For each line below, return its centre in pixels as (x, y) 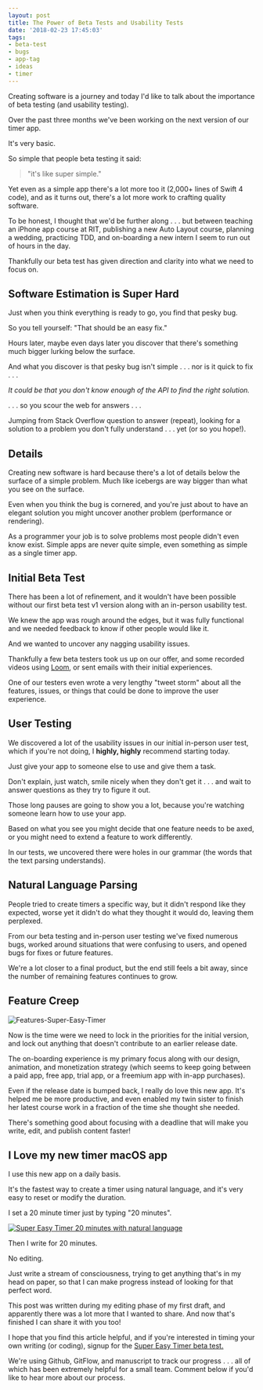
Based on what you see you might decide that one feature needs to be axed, (131, 828)
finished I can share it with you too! (65, 1323)
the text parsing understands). (57, 860)
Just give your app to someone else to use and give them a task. (112, 766)
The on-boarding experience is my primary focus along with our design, (124, 1058)
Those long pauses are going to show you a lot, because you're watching (126, 804)
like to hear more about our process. (67, 1377)
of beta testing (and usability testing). (68, 104)
